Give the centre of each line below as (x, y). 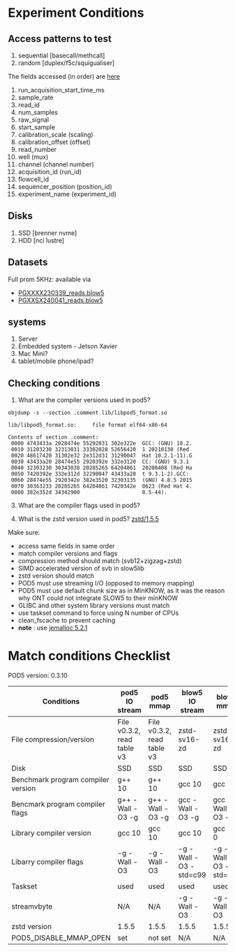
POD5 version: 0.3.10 (38, 676)
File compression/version (53, 739)
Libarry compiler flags (47, 862)
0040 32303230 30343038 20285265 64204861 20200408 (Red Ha (101, 468)
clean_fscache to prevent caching (67, 620)
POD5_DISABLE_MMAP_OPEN (61, 938)
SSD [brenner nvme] (47, 233)
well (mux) (33, 157)
